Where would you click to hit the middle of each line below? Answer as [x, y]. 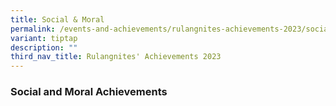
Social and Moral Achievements [89, 92]
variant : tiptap [44, 38]
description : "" [44, 47]
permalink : [33, 29]
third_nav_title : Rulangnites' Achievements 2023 [116, 57]
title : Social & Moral [57, 19]
